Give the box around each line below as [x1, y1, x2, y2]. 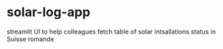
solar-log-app [6, 4, 90, 20]
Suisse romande [6, 34, 55, 43]
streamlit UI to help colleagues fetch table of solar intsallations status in [6, 27, 217, 36]
